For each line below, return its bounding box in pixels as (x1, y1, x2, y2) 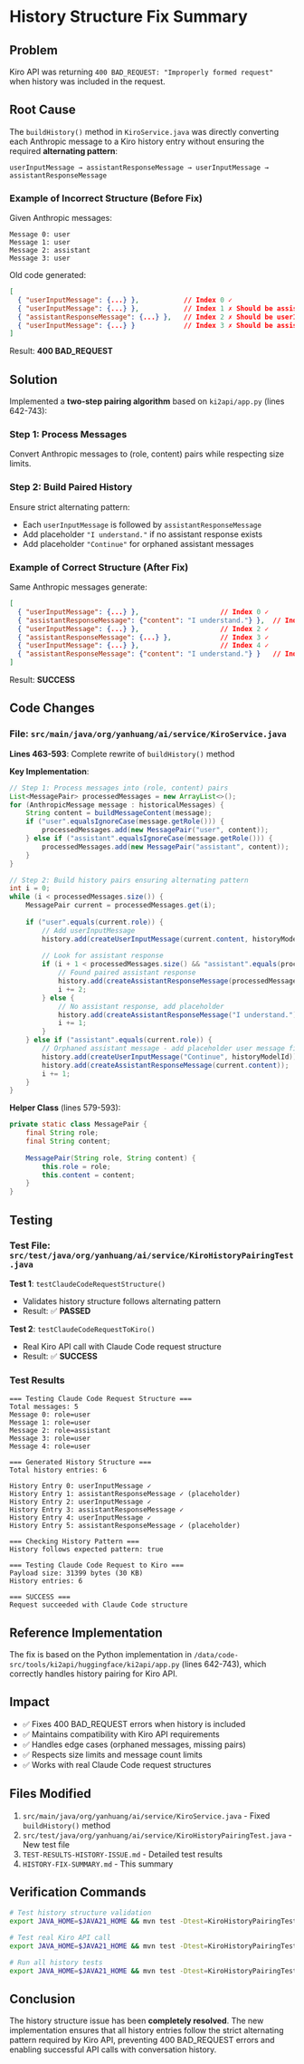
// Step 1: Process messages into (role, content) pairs (9, 783, 229, 792)
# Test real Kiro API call (9, 1934, 111, 1943)
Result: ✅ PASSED (22, 1305, 91, 1316)
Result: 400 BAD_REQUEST (9, 346, 113, 357)
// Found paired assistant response (57, 968, 196, 977)
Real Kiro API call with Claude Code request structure (22, 1340, 222, 1351)
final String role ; (25, 1128, 100, 1138)
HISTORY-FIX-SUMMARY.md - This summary (22, 1858, 174, 1869)
